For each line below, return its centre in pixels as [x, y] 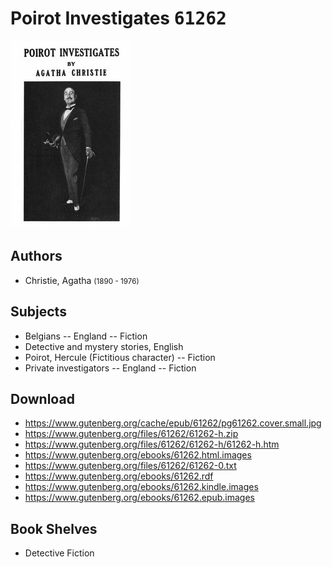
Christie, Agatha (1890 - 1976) [82, 280]
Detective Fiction [59, 553]
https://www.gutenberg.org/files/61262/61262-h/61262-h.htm [152, 444]
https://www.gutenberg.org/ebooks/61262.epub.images [139, 498]
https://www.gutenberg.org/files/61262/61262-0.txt [130, 466]
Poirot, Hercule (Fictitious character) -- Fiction [120, 357]
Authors [36, 256]
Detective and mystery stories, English [104, 346]
